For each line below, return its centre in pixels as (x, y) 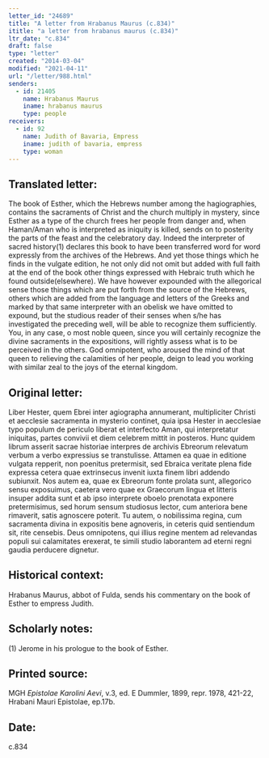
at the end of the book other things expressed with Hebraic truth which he (132, 273)
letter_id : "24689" (41, 16)
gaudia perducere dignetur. (54, 550)
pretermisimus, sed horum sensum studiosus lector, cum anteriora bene (128, 507)
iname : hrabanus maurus (63, 106)
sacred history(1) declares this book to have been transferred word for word (134, 247)
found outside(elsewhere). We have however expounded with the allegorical (135, 281)
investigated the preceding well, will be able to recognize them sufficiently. (132, 324)
